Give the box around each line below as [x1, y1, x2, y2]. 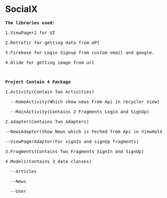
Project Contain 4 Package [5, 79, 71, 85]
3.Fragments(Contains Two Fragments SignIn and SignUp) [5, 148, 144, 154]
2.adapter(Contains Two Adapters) [5, 118, 89, 124]
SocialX [5, 3, 38, 15]
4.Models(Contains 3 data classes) [5, 158, 92, 164]
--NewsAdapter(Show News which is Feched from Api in [5, 128, 139, 134]
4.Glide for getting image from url [5, 60, 94, 65]
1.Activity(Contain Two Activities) [5, 89, 94, 95]
